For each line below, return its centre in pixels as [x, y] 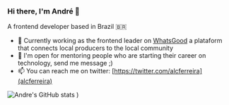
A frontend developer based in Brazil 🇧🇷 [67, 27]
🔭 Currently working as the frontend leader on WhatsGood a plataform [120, 41]
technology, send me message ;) [65, 63]
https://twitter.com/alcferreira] [158, 71]
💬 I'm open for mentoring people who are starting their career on [112, 56]
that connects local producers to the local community [95, 48]
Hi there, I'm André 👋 [43, 11]
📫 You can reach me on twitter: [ [66, 71]
